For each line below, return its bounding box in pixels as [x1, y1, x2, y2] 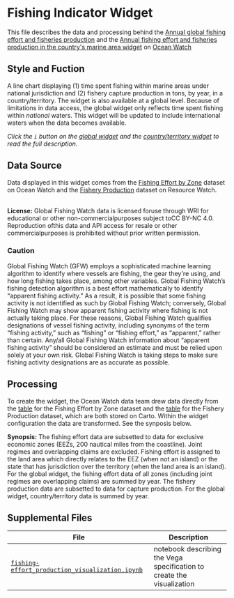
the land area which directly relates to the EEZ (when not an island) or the [7, 454, 218, 463]
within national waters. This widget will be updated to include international [7, 111, 221, 119]
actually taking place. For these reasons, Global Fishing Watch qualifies [7, 314, 212, 322]
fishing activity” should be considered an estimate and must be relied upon [7, 343, 223, 351]
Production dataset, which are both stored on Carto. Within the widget [7, 411, 209, 420]
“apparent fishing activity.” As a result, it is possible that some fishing [7, 291, 206, 300]
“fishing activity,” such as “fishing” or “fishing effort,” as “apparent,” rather [7, 328, 221, 337]
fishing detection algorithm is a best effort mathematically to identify [7, 284, 203, 292]
